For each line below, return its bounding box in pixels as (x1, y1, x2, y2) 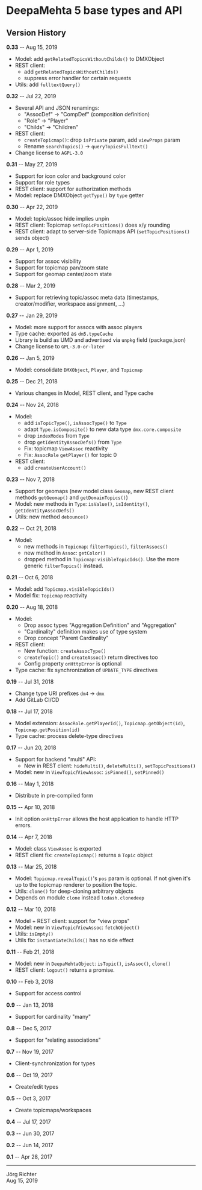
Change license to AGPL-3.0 (14, 149, 83, 156)
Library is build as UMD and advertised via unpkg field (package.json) (14, 336, 186, 344)
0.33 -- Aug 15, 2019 (6, 43, 58, 51)
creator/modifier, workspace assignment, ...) (14, 300, 125, 307)
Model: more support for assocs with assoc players (14, 324, 142, 330)
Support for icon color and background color (14, 172, 126, 180)
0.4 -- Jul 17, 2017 (6, 1118, 51, 1125)
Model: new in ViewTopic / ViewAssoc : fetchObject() (14, 924, 140, 931)
